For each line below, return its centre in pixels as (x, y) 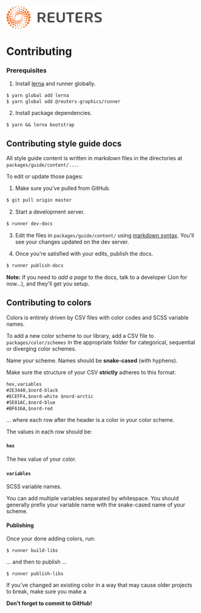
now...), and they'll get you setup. (48, 284)
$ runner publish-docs (35, 266)
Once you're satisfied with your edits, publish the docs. (84, 254)
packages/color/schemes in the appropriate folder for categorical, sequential (101, 342)
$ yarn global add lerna (38, 96)
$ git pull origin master (39, 200)
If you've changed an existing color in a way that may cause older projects (99, 585)
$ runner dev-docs (29, 224)
